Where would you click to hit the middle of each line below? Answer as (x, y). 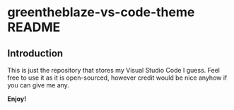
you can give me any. (38, 85)
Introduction (35, 53)
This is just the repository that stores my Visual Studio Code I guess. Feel (114, 70)
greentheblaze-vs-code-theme (101, 12)
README (34, 27)
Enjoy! (17, 99)
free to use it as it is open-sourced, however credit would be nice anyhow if (117, 78)
